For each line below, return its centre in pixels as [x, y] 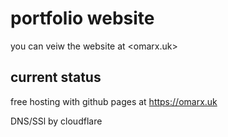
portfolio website [82, 18]
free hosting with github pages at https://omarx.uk [114, 101]
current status [56, 77]
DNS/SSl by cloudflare [56, 121]
